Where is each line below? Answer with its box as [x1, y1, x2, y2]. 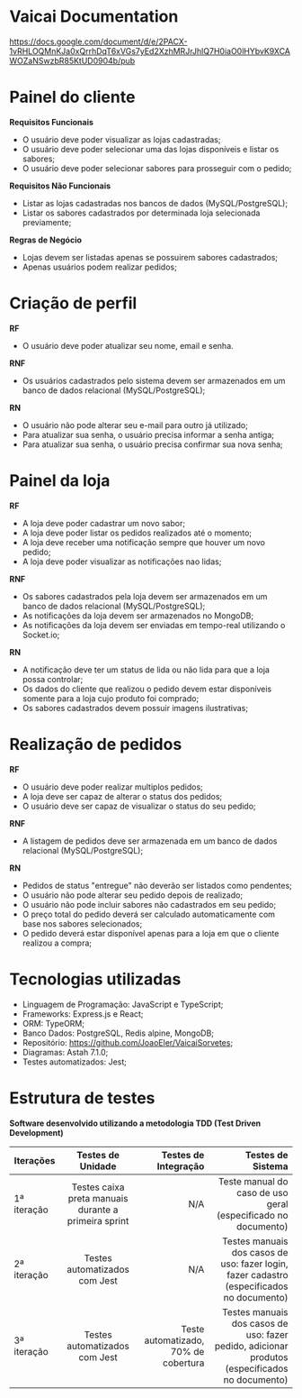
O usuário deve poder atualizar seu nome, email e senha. [22, 340, 234, 351]
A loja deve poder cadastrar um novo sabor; [22, 517, 186, 528]
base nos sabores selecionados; [22, 918, 143, 929]
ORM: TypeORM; [22, 1018, 85, 1028]
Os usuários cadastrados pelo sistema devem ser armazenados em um [22, 375, 286, 386]
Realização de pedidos [9, 734, 182, 754]
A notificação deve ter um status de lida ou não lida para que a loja [22, 664, 270, 675]
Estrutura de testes [9, 1088, 155, 1108]
